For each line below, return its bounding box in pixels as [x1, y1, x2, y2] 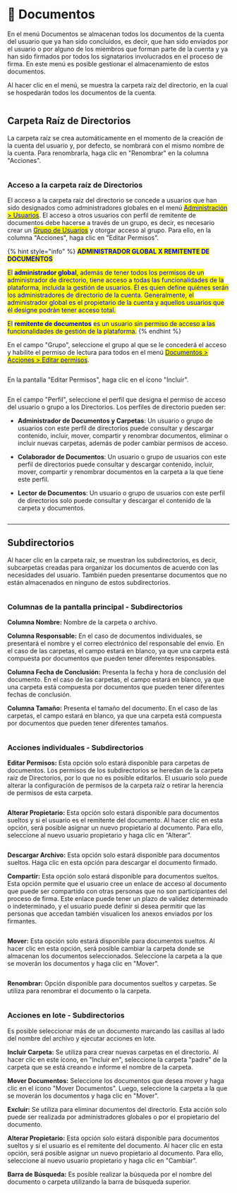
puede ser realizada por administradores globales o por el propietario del [7, 1113, 220, 1121]
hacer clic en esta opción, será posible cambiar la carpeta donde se [7, 945, 205, 953]
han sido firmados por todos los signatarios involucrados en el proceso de [7, 52, 224, 61]
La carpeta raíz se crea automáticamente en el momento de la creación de [7, 133, 224, 142]
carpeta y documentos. [17, 504, 86, 512]
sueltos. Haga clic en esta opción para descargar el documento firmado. [7, 859, 218, 867]
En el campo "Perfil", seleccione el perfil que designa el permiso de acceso [7, 395, 226, 404]
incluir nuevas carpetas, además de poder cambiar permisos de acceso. [17, 439, 228, 447]
